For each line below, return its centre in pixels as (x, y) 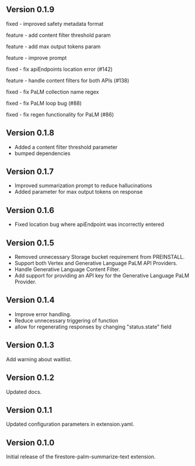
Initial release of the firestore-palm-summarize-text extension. (81, 457)
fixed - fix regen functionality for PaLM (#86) (60, 114)
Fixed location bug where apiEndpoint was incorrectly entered (89, 224)
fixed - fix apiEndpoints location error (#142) (59, 69)
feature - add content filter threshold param (58, 35)
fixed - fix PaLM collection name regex (53, 92)
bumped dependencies (42, 153)
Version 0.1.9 (30, 10)
